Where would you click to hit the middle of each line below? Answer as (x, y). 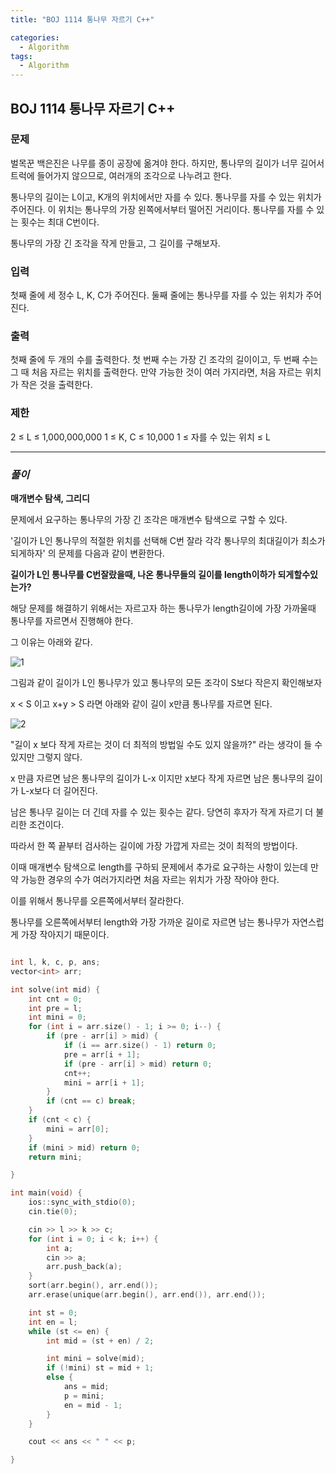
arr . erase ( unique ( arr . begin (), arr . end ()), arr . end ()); (147, 1295)
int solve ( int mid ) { (55, 989)
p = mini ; (84, 1396)
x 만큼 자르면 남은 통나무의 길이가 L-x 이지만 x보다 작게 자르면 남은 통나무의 (157, 778)
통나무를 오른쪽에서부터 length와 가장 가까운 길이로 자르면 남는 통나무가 (150, 922)
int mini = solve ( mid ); (95, 1359)
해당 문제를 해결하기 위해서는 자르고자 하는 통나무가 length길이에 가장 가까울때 (163, 608)
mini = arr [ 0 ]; (78, 1129)
